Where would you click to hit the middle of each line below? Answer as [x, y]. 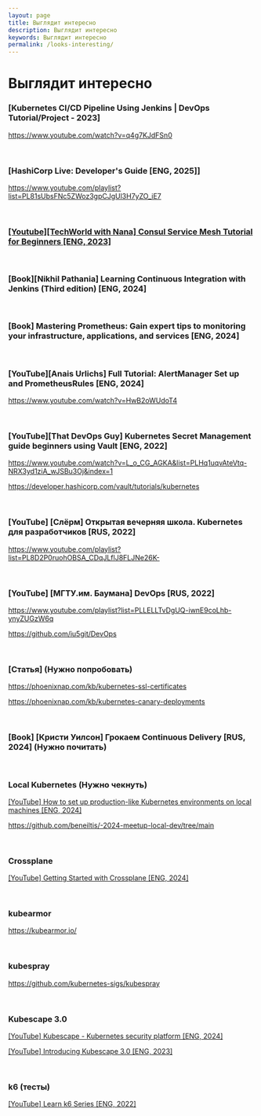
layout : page [29, 15]
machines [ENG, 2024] [45, 809]
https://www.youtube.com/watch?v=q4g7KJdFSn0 [90, 135]
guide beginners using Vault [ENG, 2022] [88, 446]
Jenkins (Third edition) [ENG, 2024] [78, 289]
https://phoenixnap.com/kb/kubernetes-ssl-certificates [97, 686]
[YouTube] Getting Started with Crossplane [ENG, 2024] [99, 878]
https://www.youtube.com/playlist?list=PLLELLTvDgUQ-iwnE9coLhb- [120, 610]
